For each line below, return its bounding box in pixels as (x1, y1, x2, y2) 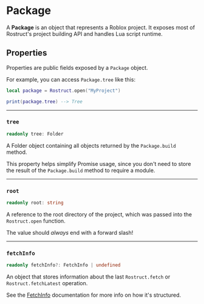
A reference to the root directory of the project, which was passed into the (6, 210, 192, 218)
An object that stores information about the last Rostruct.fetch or (6, 273, 171, 280)
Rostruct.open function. (6, 217, 66, 224)
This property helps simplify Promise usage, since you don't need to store (6, 160, 191, 167)
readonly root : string (6, 199, 64, 206)
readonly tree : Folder (6, 131, 64, 137)
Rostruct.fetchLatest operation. (6, 280, 88, 287)
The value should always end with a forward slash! (6, 229, 134, 236)
